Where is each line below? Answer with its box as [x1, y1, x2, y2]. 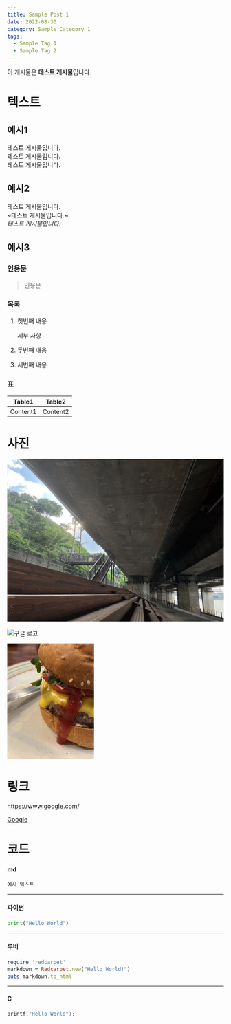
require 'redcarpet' [7, 959, 67, 966]
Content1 [10, 407, 37, 415]
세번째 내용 [16, 360, 47, 369]
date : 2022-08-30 [7, 18, 57, 25]
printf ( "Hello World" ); [7, 1011, 76, 1018]
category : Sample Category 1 [7, 25, 91, 32]
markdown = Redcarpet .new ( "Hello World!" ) [7, 966, 131, 973]
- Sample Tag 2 [13, 47, 57, 54]
